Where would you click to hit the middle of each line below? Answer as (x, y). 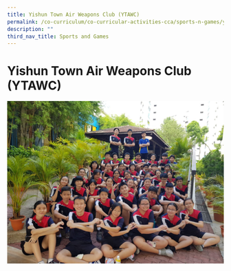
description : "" (30, 29)
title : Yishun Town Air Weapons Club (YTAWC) (73, 14)
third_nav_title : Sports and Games (58, 36)
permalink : (23, 22)
